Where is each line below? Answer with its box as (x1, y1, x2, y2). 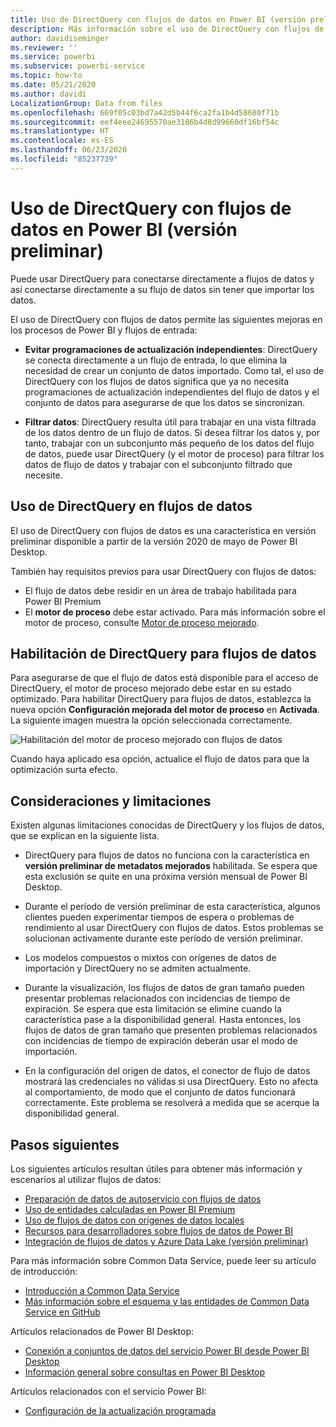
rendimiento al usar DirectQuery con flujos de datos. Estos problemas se (24, 922, 324, 934)
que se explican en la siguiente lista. (10, 830, 160, 842)
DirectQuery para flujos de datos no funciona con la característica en (24, 849, 310, 861)
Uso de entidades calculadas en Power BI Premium (24, 1203, 236, 1215)
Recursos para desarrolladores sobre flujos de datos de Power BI (24, 1224, 294, 1236)
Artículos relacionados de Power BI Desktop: (10, 1325, 195, 1337)
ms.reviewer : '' (10, 42, 78, 53)
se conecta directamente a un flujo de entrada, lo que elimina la (24, 354, 288, 366)
